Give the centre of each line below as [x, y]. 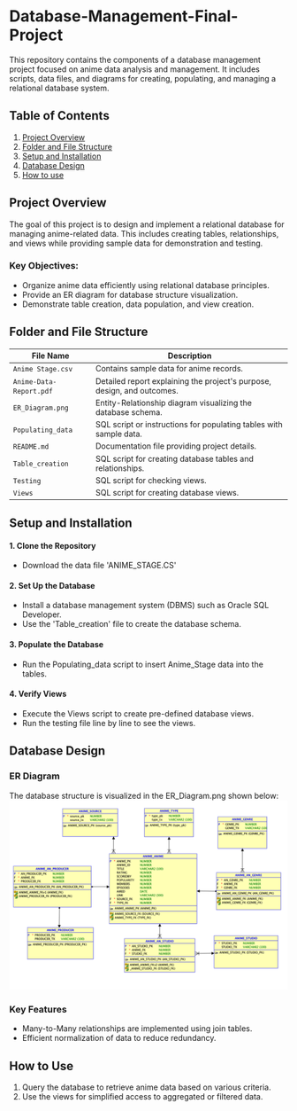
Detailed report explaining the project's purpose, [184, 381]
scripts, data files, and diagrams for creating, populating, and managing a [143, 78]
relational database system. [59, 88]
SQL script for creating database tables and [175, 458]
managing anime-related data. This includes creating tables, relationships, [144, 233]
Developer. [42, 614]
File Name [50, 356]
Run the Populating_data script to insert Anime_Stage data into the [142, 664]
